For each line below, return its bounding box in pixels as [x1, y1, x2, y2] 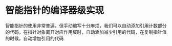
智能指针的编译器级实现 [5, 5, 104, 16]
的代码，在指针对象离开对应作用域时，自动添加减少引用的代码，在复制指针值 [5, 29, 167, 35]
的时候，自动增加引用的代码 [5, 35, 64, 41]
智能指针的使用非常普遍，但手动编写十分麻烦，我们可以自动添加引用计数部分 [5, 22, 167, 29]
